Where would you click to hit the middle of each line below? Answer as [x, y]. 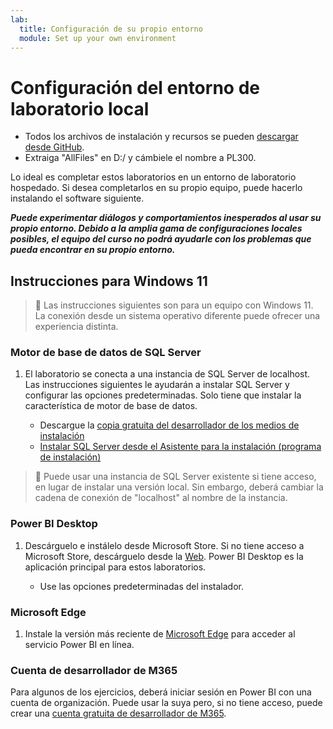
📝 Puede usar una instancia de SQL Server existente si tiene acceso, [175, 477]
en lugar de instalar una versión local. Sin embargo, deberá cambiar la [179, 487]
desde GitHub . [54, 147]
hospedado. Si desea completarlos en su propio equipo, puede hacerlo [156, 188]
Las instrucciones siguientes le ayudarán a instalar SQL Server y [157, 385]
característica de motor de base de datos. [111, 406]
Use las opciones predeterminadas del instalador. [142, 586]
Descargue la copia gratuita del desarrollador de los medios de [169, 425]
